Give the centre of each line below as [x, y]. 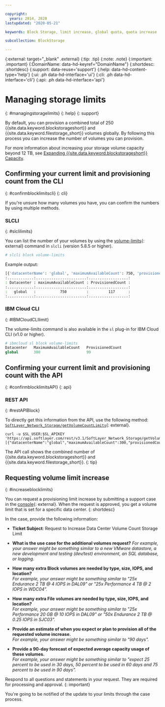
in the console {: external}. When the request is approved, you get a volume [81, 504]
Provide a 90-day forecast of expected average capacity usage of [81, 649]
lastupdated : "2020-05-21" [33, 23]
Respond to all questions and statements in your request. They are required [81, 680]
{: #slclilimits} [19, 232]
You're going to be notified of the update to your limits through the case [78, 694]
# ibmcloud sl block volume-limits [41, 343]
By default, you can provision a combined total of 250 [59, 123]
